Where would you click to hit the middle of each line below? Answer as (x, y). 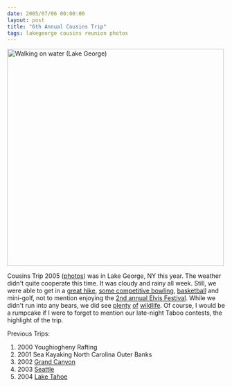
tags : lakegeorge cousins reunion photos (68, 33)
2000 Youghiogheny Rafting (57, 347)
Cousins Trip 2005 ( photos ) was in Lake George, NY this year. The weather (114, 276)
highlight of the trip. (35, 320)
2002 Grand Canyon (46, 362)
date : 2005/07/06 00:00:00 (46, 14)
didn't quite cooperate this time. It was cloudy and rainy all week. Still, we (112, 283)
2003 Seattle (36, 370)
